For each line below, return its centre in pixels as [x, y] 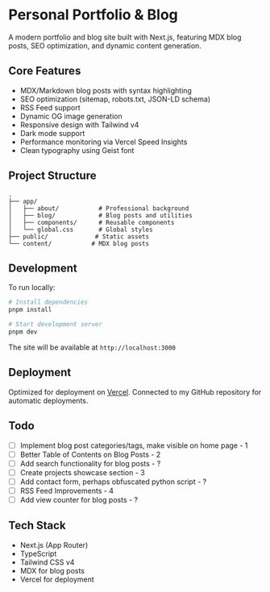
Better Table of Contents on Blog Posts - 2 [90, 454]
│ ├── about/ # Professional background [99, 208]
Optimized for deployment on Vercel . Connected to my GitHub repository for [135, 391]
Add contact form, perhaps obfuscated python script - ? [113, 482]
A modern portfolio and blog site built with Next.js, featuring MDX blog [125, 37]
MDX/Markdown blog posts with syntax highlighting [106, 90]
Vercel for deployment [57, 579]
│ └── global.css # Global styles [81, 230]
